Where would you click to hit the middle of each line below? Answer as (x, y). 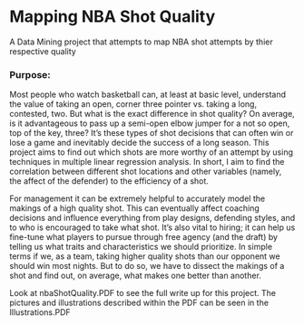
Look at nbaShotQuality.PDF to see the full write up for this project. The (143, 293)
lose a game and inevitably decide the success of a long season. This (139, 143)
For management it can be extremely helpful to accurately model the (137, 199)
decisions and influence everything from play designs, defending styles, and (152, 218)
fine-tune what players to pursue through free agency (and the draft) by (144, 237)
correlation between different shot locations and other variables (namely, (146, 172)
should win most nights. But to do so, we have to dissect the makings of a (147, 266)
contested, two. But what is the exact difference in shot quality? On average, (152, 114)
